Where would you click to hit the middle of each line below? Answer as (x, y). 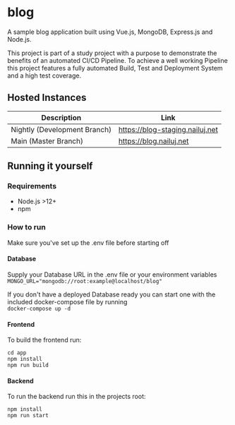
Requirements (32, 186)
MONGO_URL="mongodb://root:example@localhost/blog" (85, 281)
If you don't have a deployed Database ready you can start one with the (112, 294)
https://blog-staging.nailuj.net (168, 129)
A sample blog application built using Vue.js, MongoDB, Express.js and (110, 32)
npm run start (28, 416)
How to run (26, 227)
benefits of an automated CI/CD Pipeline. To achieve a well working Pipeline (117, 60)
